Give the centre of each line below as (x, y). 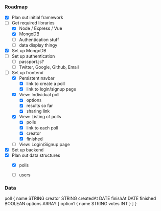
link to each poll (42, 127)
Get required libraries (33, 23)
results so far (40, 105)
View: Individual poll (39, 95)
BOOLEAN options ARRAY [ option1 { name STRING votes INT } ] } (71, 204)
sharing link (38, 111)
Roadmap (16, 7)
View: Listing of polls (40, 117)
